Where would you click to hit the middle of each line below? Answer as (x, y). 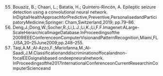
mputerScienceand (32, 68)
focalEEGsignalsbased (35, 58)
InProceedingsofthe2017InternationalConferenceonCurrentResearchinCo (85, 63)
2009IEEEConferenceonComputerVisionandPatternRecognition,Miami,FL (85, 38)
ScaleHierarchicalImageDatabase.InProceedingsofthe (66, 32)
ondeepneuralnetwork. (81, 58)
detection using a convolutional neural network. (60, 12)
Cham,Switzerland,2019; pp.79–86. (100, 22)
